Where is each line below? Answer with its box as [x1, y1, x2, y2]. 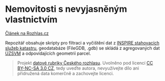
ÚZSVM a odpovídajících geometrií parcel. [5, 50, 91, 56]
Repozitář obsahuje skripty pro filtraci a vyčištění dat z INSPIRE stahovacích [5, 40, 160, 45]
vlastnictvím [5, 14, 58, 25]
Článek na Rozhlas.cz [5, 30, 49, 36]
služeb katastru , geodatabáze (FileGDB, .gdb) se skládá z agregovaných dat [5, 45, 160, 51]
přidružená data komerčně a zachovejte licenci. [17, 70, 114, 76]
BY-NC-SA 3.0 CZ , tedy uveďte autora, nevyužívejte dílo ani [17, 65, 139, 71]
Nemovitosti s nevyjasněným [5, 3, 127, 15]
